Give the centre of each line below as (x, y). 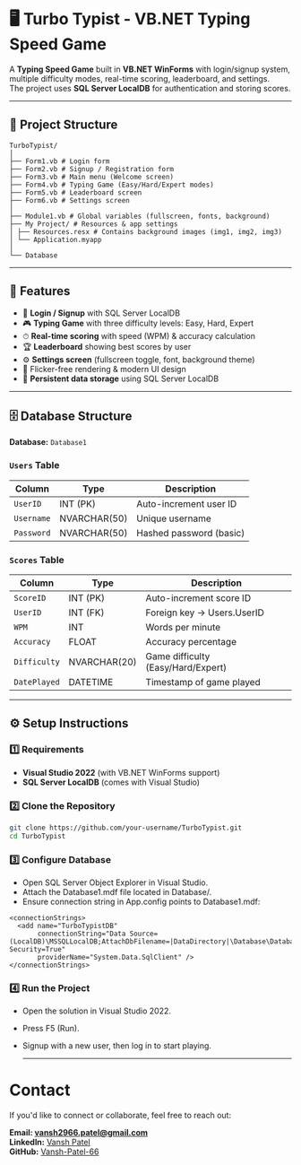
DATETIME (91, 682)
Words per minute (183, 627)
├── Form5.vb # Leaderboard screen (76, 192)
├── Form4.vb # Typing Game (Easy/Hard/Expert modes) (112, 185)
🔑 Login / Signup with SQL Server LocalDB (101, 313)
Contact (40, 1090)
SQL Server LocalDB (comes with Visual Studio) (111, 782)
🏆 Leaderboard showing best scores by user (107, 346)
